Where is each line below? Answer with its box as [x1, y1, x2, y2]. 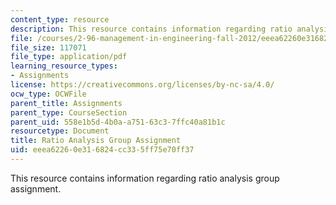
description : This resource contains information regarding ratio [10, 24, 293, 34]
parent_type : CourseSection [10, 107, 128, 118]
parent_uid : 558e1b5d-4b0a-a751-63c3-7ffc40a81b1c [10, 117, 226, 127]
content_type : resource [10, 14, 110, 25]
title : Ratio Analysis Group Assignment [10, 136, 182, 146]
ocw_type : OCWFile [10, 89, 87, 99]
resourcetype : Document [10, 126, 110, 136]
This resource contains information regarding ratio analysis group [10, 172, 280, 184]
